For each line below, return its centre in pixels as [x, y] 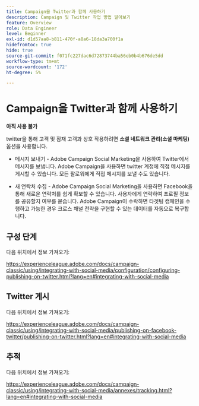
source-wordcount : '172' [37, 67]
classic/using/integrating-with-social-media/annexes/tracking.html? [89, 390]
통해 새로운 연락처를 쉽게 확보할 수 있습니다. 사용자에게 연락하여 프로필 [96, 194]
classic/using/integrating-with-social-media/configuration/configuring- [93, 270]
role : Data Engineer [32, 28]
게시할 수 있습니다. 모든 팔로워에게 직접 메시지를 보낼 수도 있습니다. [92, 174]
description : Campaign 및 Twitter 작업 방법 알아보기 [68, 17]
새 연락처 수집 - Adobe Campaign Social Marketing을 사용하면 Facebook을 [104, 186]
